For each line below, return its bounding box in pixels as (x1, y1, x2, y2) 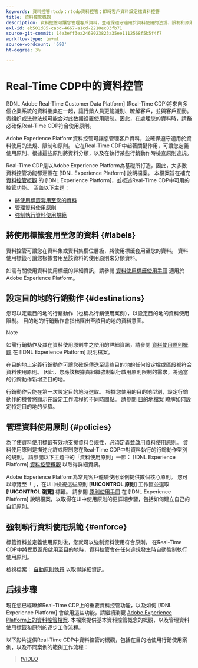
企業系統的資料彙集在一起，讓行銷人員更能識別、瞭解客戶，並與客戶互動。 (11, 107, 192, 114)
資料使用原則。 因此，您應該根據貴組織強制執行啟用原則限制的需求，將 (6, 368, 178, 376)
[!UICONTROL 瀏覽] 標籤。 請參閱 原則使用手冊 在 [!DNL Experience (6, 488, 171, 495)
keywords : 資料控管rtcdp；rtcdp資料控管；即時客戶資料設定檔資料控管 (6, 8, 160, 15)
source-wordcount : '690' (6, 42, 67, 48)
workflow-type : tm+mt (6, 36, 60, 42)
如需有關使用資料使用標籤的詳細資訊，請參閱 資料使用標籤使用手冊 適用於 (6, 266, 184, 274)
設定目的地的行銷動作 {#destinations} (6, 293, 145, 303)
